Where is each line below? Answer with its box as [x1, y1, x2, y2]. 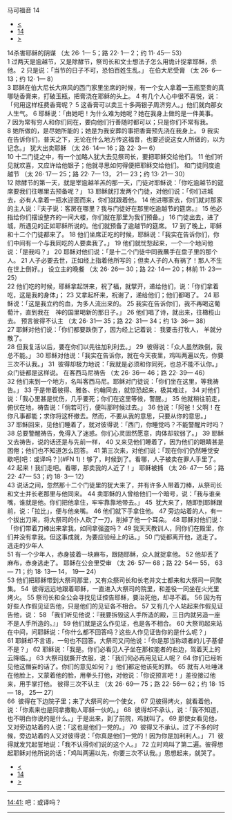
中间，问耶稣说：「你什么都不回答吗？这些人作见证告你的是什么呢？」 [12, 628, 210, 636]
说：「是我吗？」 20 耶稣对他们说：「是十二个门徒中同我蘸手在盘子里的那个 [7, 248, 218, 256]
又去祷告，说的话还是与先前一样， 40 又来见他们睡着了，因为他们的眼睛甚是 [7, 438, 224, 446]
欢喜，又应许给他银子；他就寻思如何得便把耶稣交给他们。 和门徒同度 [19, 161, 215, 169]
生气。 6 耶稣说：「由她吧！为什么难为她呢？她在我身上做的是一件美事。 [12, 109, 217, 118]
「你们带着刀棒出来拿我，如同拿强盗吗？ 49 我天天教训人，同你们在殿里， [7, 524, 218, 532]
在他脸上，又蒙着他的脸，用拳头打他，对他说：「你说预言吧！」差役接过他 [7, 671, 216, 679]
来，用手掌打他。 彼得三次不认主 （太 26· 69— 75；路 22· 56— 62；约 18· [7, 680, 217, 688]
